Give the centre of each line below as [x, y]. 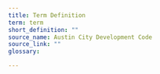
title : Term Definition [47, 15]
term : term [26, 23]
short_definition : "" [44, 30]
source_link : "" [35, 44]
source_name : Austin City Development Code [80, 37]
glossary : [24, 51]
